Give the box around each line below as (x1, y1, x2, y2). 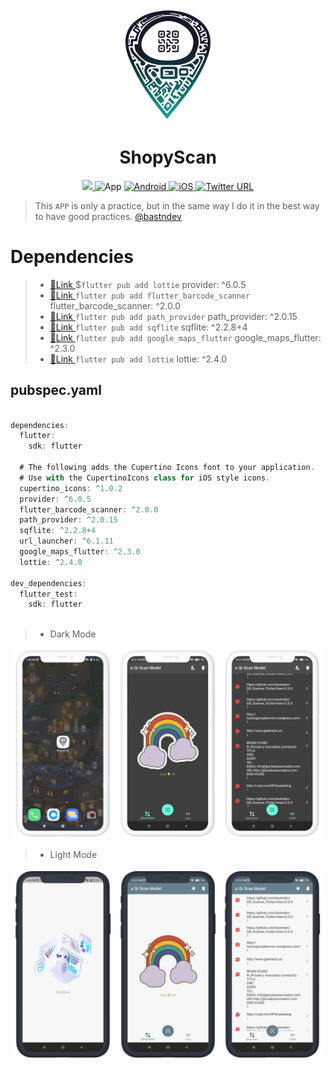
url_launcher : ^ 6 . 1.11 (19, 536, 114, 547)
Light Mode (49, 849, 98, 861)
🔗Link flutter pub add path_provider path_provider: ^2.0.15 (49, 310, 298, 322)
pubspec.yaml (10, 382, 102, 399)
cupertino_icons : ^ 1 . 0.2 (19, 483, 123, 493)
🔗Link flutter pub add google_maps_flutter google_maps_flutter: (49, 331, 322, 343)
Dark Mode (49, 628, 97, 640)
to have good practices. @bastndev (34, 210, 182, 222)
